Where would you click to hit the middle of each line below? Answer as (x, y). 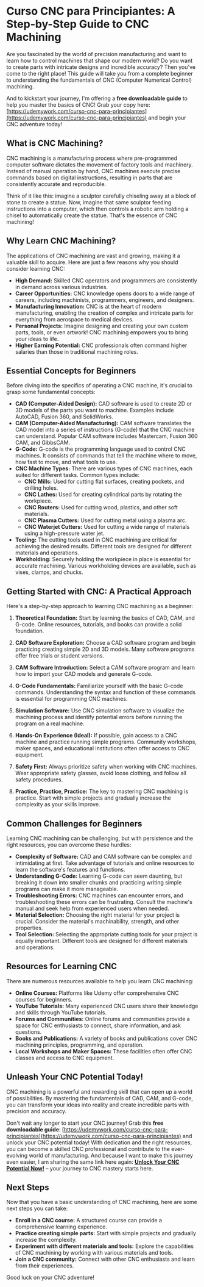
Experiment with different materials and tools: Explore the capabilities (104, 1246)
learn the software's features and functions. (70, 869)
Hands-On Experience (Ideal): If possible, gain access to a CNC (96, 736)
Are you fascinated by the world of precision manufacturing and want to (97, 54)
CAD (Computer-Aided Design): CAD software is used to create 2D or (104, 404)
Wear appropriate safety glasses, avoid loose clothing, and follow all (101, 773)
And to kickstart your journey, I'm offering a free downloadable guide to (97, 98)
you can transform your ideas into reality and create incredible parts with (98, 1105)
